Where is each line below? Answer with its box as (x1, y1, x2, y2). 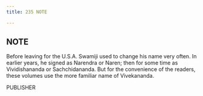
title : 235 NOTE (6, 9, 47, 15)
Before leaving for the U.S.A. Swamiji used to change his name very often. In (6, 53, 197, 60)
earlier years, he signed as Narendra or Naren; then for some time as (6, 59, 178, 67)
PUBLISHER (6, 84, 36, 91)
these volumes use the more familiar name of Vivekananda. (6, 72, 155, 80)
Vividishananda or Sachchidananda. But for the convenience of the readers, (6, 66, 196, 73)
